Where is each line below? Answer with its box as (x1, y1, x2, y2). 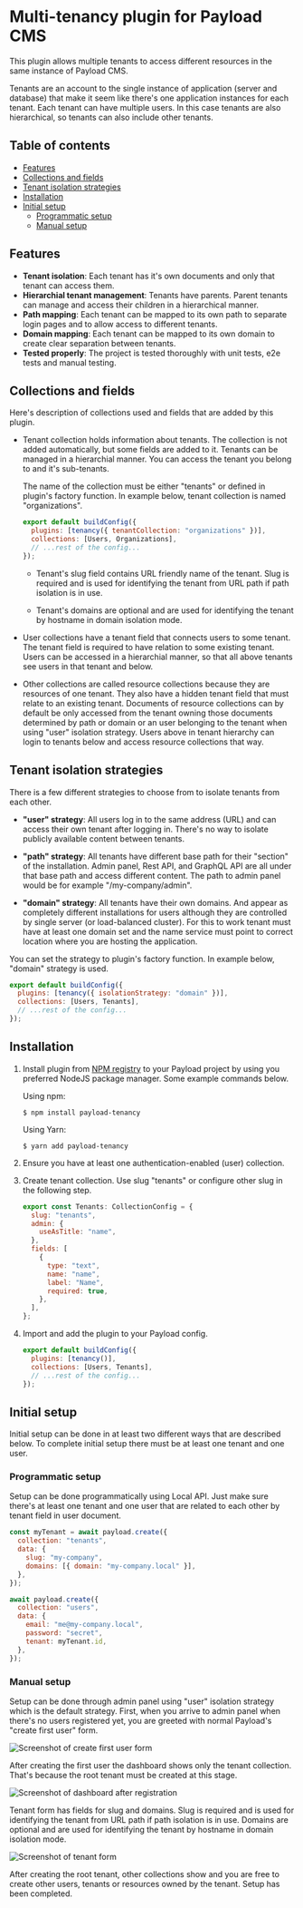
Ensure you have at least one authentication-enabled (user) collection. (22, 1157, 285, 1168)
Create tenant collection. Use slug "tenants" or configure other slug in (22, 1174, 283, 1185)
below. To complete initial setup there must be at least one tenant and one (9, 1438, 285, 1449)
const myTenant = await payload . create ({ (9, 1528, 168, 1537)
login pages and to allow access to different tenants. (22, 318, 218, 329)
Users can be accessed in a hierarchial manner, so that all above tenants (22, 651, 293, 662)
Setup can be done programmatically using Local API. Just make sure (9, 1491, 269, 1502)
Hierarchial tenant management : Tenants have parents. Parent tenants (22, 289, 288, 300)
